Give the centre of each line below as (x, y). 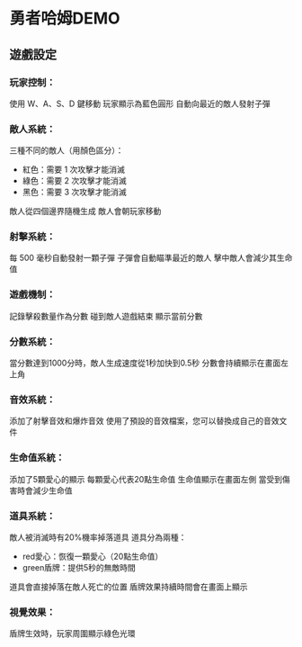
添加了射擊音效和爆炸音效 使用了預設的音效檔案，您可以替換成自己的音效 (144, 421)
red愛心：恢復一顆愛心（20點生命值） (93, 556)
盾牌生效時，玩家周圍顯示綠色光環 (72, 634)
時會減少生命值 (44, 490)
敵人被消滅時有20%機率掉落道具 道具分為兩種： (98, 537)
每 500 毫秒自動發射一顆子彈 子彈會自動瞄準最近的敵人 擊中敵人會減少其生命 (151, 258)
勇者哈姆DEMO (65, 18)
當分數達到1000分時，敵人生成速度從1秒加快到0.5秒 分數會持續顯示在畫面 (145, 363)
